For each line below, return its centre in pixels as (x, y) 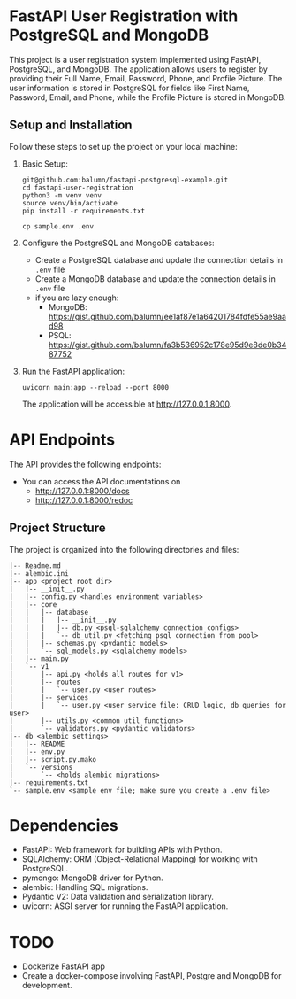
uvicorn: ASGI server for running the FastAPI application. (125, 906)
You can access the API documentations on (101, 481)
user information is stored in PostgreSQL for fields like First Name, (129, 88)
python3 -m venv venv (61, 195)
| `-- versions (41, 767)
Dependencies (64, 825)
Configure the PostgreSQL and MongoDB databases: (118, 243)
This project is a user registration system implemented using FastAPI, (135, 59)
